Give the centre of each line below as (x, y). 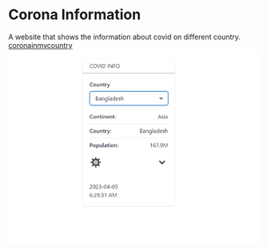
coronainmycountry (41, 45)
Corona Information (75, 15)
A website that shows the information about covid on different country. (125, 37)
